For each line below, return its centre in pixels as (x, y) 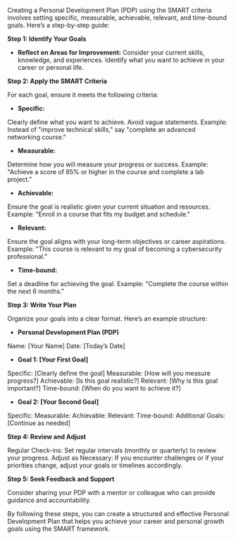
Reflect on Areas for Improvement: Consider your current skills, (111, 53)
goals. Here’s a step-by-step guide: (58, 25)
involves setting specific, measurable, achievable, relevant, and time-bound (117, 18)
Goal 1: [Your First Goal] (53, 360)
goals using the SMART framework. (59, 529)
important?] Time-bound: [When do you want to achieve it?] (94, 388)
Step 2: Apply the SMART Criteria (57, 81)
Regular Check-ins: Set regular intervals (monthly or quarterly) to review (112, 450)
